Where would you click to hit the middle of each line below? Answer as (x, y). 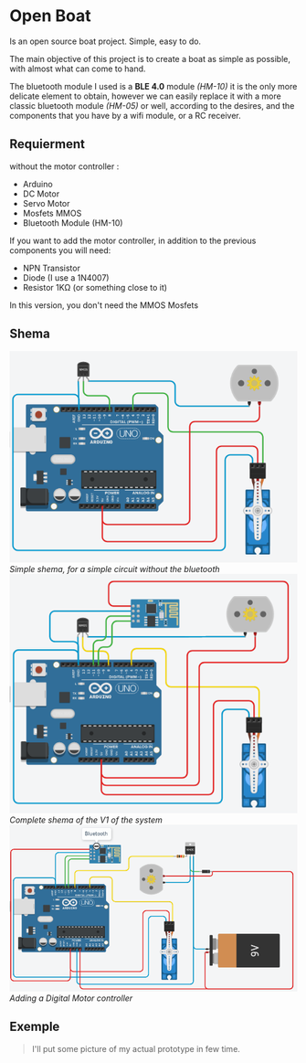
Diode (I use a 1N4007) (66, 277)
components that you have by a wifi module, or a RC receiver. (125, 115)
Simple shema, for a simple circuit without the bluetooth (115, 569)
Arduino (37, 184)
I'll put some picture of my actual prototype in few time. (136, 1048)
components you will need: (60, 250)
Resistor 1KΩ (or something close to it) (95, 287)
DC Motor (41, 194)
